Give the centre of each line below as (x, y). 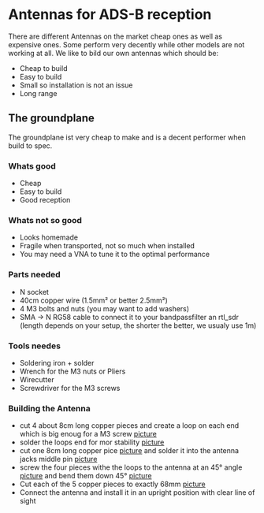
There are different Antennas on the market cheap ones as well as (115, 36)
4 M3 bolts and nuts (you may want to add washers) (104, 308)
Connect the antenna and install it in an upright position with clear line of (137, 493)
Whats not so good (45, 220)
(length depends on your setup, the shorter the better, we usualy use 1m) (138, 325)
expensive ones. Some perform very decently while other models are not (126, 44)
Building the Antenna (49, 408)
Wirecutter (37, 379)
